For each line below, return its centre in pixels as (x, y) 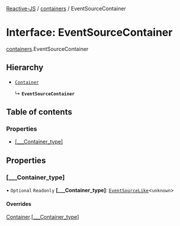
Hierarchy (25, 68)
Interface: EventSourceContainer (89, 33)
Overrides (19, 203)
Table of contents (39, 112)
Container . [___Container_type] (43, 217)
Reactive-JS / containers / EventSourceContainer (66, 9)
